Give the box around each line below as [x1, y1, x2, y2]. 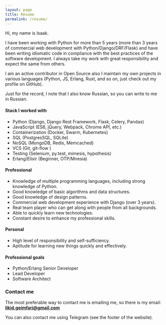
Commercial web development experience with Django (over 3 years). [12, 199, 156, 205]
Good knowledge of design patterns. [12, 194, 88, 200]
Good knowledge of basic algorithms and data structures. [12, 189, 131, 195]
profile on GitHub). [5, 81, 43, 87]
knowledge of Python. [12, 183, 58, 189]
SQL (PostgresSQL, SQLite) [12, 134, 69, 140]
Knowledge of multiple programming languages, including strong [12, 178, 146, 184]
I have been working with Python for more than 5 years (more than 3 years [5, 40, 158, 46]
